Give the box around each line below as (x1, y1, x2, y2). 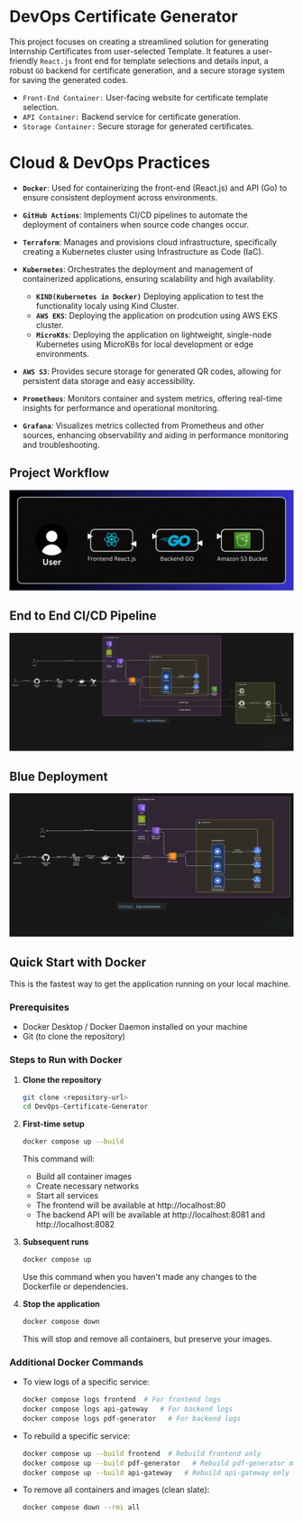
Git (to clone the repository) (22, 1031, 126, 1042)
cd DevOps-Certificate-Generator (22, 1102, 149, 1112)
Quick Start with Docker (9, 955, 147, 970)
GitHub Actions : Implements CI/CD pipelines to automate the (22, 210, 248, 220)
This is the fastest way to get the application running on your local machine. (9, 978, 291, 989)
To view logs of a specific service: (22, 1376, 151, 1387)
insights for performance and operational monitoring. (22, 402, 220, 413)
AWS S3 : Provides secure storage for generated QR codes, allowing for (22, 366, 281, 377)
